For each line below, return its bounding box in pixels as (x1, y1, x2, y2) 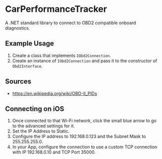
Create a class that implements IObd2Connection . (12, 52, 111, 58)
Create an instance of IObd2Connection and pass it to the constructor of (12, 58, 157, 64)
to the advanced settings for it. (12, 123, 75, 129)
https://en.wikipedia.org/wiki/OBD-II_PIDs (12, 90, 97, 96)
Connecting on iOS (5, 105, 64, 113)
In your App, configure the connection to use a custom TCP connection (12, 144, 158, 150)
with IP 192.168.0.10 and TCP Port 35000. (12, 149, 96, 155)
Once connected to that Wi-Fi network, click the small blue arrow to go (12, 118, 157, 124)
